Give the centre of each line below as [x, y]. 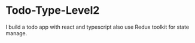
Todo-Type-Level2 [53, 10]
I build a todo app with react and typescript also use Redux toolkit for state [97, 27]
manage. [16, 33]
